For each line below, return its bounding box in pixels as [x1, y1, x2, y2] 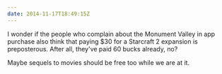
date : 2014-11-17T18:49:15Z [7, 10, 90, 18]
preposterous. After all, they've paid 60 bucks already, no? [7, 44, 178, 53]
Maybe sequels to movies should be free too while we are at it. [7, 58, 189, 67]
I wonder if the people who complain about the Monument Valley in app [7, 30, 216, 38]
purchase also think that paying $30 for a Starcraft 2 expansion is [7, 37, 198, 46]
